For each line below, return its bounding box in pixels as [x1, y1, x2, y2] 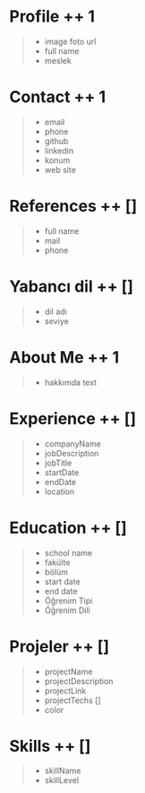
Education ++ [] [9, 518, 127, 537]
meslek [44, 55, 72, 66]
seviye [44, 315, 69, 326]
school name [44, 547, 92, 558]
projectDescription [44, 675, 114, 686]
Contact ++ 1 [9, 87, 107, 107]
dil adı [44, 306, 67, 317]
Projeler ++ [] [9, 636, 110, 656]
